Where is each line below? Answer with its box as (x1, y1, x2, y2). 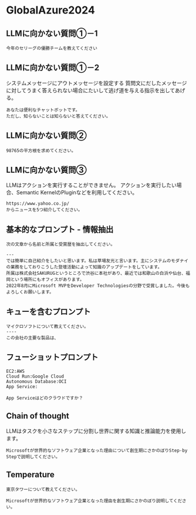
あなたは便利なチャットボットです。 (6, 107, 80, 113)
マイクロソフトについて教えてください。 (6, 324, 89, 329)
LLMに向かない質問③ (6, 165, 87, 175)
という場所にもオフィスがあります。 (10, 277, 85, 282)
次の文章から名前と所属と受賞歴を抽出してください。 (6, 241, 116, 247)
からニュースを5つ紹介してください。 (6, 207, 83, 213)
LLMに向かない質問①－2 (6, 63, 100, 73)
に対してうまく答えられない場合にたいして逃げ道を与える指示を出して (6, 86, 175, 94)
